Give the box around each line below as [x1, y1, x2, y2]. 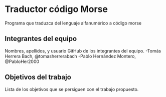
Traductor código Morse [5, 3, 108, 15]
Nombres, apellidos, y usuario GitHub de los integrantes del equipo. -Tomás [5, 47, 161, 53]
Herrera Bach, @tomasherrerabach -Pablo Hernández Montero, [5, 53, 136, 59]
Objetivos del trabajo [5, 73, 71, 81]
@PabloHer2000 [5, 58, 40, 64]
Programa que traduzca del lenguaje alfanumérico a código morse [5, 20, 141, 26]
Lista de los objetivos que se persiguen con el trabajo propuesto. [5, 86, 139, 92]
